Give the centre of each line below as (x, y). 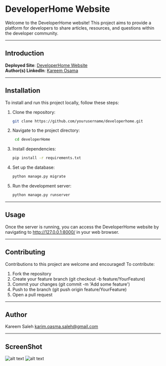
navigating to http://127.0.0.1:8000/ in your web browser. (62, 232)
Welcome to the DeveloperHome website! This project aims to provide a (78, 23)
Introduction (25, 54)
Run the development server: (42, 186)
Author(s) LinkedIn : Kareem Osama (41, 71)
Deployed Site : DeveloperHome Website (46, 65)
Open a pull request (32, 294)
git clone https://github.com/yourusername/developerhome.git (78, 121)
